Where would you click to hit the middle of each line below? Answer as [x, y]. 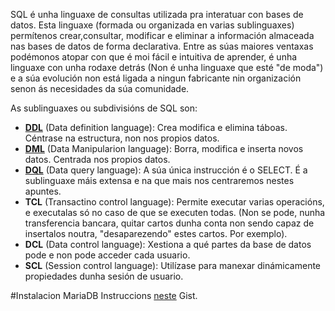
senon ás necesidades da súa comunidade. [100, 88]
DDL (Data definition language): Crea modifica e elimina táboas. [156, 127]
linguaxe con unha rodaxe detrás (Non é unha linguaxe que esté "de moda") [167, 67]
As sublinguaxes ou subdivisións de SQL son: [104, 108]
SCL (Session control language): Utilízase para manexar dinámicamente [173, 265]
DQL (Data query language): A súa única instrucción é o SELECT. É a [166, 170]
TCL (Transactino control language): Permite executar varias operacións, [174, 202]
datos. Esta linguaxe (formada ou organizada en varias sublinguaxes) [152, 25]
